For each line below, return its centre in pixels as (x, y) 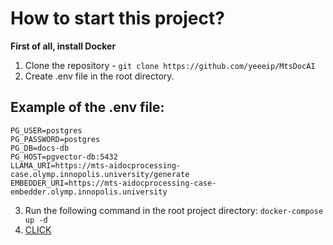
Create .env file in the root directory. (99, 76)
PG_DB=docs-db (40, 148)
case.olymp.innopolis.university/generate (100, 174)
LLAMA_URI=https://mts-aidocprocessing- (96, 165)
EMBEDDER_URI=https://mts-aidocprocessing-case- (113, 183)
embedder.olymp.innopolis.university (89, 192)
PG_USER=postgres (46, 130)
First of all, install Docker (63, 46)
